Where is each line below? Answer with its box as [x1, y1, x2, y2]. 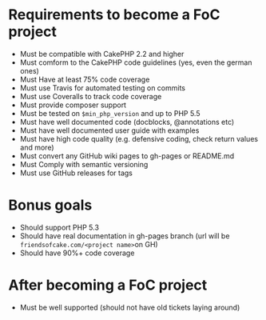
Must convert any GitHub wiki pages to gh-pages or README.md [19, 150, 235, 161]
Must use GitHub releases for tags [19, 168, 133, 178]
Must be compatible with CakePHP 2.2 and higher [19, 49, 185, 58]
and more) [19, 142, 54, 152]
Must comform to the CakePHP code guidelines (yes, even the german [19, 58, 252, 67]
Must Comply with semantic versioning [19, 159, 149, 169]
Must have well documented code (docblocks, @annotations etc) [19, 117, 235, 126]
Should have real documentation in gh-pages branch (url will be [19, 230, 230, 241]
